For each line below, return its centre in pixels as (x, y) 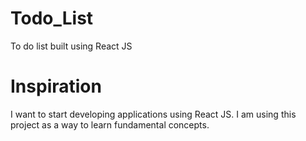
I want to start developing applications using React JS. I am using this (153, 114)
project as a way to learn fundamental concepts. (110, 124)
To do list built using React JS (71, 46)
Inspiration (56, 86)
